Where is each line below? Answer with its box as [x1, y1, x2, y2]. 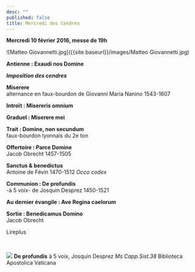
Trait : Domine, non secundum [6, 126, 84, 133]
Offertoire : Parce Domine [6, 144, 72, 151]
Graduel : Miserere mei [6, 114, 65, 121]
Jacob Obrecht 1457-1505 [6, 150, 72, 158]
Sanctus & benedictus [6, 162, 63, 169]
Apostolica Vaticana [6, 259, 56, 267]
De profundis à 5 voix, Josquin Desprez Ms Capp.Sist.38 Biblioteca [13, 253, 183, 260]
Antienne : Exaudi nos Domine [6, 60, 84, 67]
